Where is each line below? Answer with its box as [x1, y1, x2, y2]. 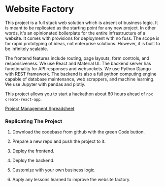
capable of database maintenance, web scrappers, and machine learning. [5, 76, 155, 82]
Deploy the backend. [12, 158, 55, 163]
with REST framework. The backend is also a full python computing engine [5, 71, 157, 77]
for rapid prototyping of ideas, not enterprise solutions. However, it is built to [5, 40, 160, 46]
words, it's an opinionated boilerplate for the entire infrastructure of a [5, 30, 146, 36]
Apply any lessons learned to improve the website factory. [12, 177, 131, 183]
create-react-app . [5, 96, 42, 102]
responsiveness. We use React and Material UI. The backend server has [5, 60, 151, 66]
